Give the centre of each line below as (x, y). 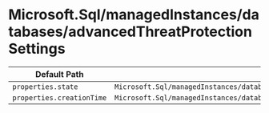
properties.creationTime (60, 97)
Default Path (59, 74)
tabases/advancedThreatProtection (130, 32)
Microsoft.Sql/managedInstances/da (134, 15)
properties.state (45, 87)
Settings (37, 49)
